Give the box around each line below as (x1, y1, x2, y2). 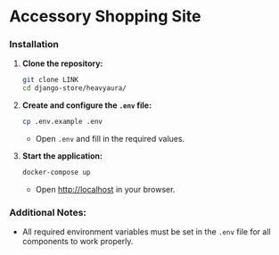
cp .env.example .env (21, 118, 103, 127)
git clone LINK (21, 76, 79, 85)
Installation (9, 38, 60, 51)
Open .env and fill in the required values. (35, 134, 185, 144)
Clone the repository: (21, 58, 103, 69)
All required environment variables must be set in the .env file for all (21, 226, 271, 237)
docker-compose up (21, 168, 91, 177)
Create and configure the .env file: (21, 100, 152, 111)
